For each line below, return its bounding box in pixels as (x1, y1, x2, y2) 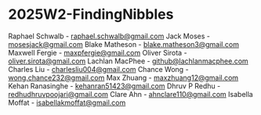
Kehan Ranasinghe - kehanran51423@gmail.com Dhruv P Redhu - (8, 81, 221, 91)
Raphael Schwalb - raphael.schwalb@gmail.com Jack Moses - (8, 31, 210, 41)
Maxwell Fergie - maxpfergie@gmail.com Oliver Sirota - (8, 48, 187, 57)
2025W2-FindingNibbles (8, 5, 174, 23)
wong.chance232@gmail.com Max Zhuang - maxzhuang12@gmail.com (8, 73, 239, 82)
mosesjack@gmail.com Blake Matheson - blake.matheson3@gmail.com (8, 39, 239, 49)
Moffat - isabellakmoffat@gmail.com (8, 98, 126, 107)
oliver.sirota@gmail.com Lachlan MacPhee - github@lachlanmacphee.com (8, 56, 248, 66)
